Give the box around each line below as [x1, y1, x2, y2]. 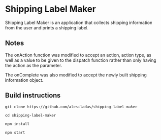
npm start [5, 130, 26, 135]
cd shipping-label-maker [5, 113, 56, 118]
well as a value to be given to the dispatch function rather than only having [5, 57, 157, 63]
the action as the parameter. [5, 62, 63, 68]
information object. [5, 77, 44, 83]
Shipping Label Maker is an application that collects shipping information [5, 20, 153, 25]
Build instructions [5, 92, 61, 100]
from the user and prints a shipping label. [5, 24, 89, 30]
